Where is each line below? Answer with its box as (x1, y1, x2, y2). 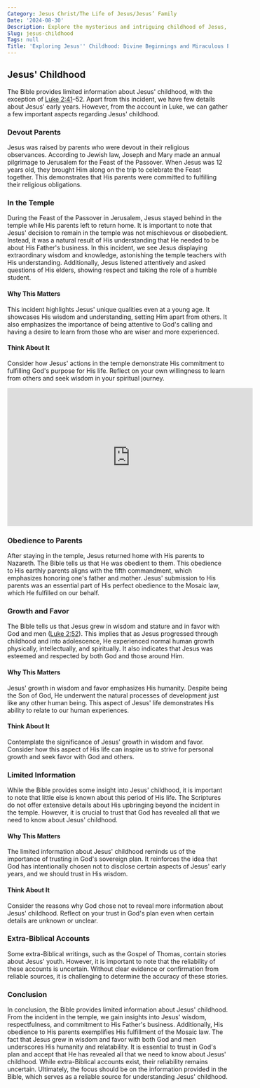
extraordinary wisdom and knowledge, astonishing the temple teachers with (7, 251, 226, 259)
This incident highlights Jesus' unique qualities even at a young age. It (7, 305, 210, 313)
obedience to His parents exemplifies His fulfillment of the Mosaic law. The (7, 1028, 224, 1036)
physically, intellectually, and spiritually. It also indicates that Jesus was (7, 644, 214, 653)
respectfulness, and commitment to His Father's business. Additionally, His (7, 1021, 224, 1029)
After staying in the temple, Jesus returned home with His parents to (7, 552, 205, 560)
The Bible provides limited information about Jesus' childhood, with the (7, 87, 213, 95)
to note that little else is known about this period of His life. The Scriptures (7, 794, 221, 802)
